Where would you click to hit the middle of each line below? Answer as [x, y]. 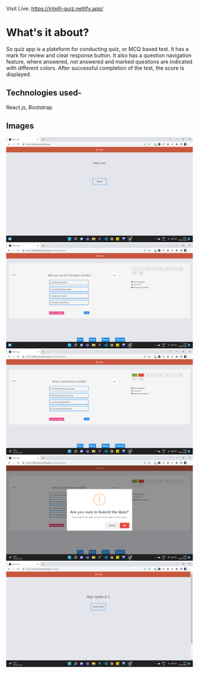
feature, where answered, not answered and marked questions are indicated [99, 61]
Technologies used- [44, 93]
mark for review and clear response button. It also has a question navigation [99, 55]
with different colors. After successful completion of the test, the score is [95, 68]
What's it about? [48, 33]
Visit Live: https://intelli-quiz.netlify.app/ [55, 9]
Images [20, 126]
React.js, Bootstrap [29, 107]
